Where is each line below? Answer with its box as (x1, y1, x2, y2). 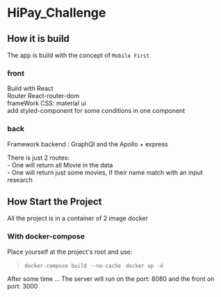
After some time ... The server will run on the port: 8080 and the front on (7, 274, 215, 283)
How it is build (7, 33, 69, 45)
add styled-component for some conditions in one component (7, 107, 186, 115)
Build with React (7, 84, 54, 93)
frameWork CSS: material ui (7, 99, 87, 107)
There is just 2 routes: (7, 153, 70, 162)
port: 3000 (7, 282, 38, 290)
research (7, 176, 33, 184)
